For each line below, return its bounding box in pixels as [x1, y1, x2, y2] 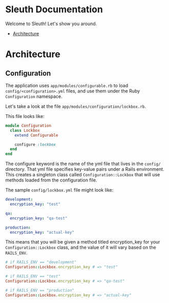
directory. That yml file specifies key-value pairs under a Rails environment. [5, 166, 165, 172]
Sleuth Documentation [5, 4, 103, 15]
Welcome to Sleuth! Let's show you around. [5, 21, 97, 27]
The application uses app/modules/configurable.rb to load [5, 82, 129, 88]
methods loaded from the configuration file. [5, 177, 97, 183]
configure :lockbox [14, 142, 56, 147]
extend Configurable [14, 132, 58, 138]
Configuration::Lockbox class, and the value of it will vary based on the [5, 245, 156, 251]
